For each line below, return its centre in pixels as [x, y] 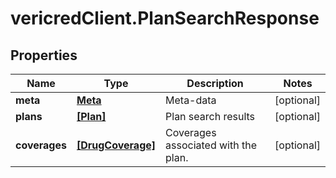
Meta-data [191, 100]
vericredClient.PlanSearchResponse [165, 18]
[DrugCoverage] [116, 145]
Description [215, 83]
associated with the [211, 145]
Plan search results [210, 116]
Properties [44, 55]
